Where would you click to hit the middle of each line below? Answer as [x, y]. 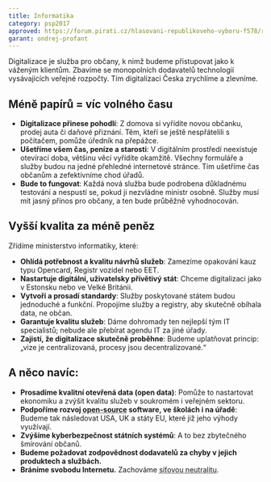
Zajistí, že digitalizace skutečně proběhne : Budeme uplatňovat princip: [140, 338]
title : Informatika [41, 16]
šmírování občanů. [51, 444]
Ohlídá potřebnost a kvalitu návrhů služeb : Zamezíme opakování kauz [138, 261]
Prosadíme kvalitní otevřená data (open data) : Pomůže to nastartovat [137, 392]
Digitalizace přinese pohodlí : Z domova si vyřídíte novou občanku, [131, 124]
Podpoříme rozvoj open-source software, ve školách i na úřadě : [129, 409]
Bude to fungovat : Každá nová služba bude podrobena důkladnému [133, 184]
